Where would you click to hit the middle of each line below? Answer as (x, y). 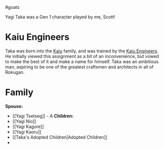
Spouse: (14, 106)
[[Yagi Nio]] (24, 121)
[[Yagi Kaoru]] (27, 131)
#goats (12, 7)
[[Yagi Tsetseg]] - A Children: (43, 116)
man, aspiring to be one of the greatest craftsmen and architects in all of (79, 66)
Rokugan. (15, 72)
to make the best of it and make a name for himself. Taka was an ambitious (82, 61)
